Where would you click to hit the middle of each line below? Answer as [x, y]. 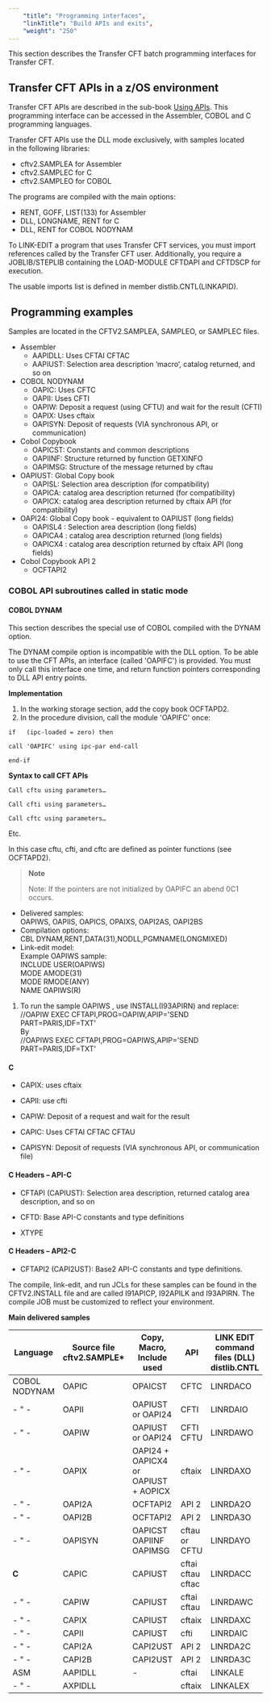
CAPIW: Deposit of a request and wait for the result [105, 1116]
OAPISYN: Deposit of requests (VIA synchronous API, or [125, 424]
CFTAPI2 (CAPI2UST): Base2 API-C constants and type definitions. [131, 1269]
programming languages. [50, 124]
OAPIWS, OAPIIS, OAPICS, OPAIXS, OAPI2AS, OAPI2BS [111, 922]
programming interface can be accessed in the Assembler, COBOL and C [130, 116]
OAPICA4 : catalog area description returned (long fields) [127, 536]
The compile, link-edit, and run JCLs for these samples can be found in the [133, 1284]
